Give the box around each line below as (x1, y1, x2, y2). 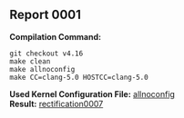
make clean (9, 56, 51, 66)
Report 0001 (9, 7, 82, 23)
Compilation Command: (9, 31, 102, 42)
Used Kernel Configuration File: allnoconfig (9, 88, 176, 99)
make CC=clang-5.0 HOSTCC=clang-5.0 (9, 73, 148, 82)
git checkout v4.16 (9, 49, 84, 58)
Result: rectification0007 (9, 98, 104, 109)
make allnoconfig (9, 64, 76, 74)
